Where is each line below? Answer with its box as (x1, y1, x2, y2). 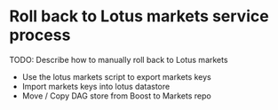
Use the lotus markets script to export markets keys (21, 71, 211, 82)
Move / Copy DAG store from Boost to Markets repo (21, 90, 211, 101)
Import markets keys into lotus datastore (21, 81, 171, 91)
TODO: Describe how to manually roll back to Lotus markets (9, 54, 228, 65)
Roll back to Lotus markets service (9, 6, 269, 27)
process (9, 25, 71, 45)
